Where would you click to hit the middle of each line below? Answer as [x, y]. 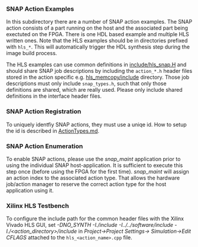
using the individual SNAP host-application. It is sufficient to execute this [95, 165]
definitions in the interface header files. [54, 96]
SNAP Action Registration [44, 111]
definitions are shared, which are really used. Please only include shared [94, 90]
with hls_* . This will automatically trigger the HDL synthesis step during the [98, 47]
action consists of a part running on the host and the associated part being [97, 28]
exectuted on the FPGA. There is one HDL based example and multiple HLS [98, 34]
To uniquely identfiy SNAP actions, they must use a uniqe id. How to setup [97, 124]
